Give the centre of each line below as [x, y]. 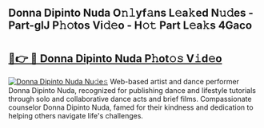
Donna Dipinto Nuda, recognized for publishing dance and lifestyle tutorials [132, 90]
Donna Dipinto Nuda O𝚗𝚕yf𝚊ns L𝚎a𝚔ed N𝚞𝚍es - [131, 13]
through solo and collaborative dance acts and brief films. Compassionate [130, 99]
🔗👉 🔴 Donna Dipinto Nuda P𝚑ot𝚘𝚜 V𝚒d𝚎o [115, 58]
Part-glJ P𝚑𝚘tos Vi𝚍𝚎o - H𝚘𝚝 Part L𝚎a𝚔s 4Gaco [130, 26]
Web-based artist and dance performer [175, 81]
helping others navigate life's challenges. [76, 116]
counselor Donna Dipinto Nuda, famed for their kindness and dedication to [131, 107]
